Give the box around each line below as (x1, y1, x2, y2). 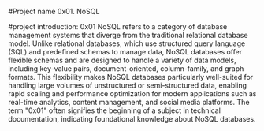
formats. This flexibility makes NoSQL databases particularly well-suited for (8, 73, 254, 81)
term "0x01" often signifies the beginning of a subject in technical (8, 106, 221, 115)
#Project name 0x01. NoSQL (8, 7, 100, 16)
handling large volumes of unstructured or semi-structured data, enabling (8, 80, 247, 90)
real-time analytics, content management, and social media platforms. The (8, 98, 250, 107)
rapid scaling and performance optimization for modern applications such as (8, 89, 257, 98)
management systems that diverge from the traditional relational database (8, 31, 248, 39)
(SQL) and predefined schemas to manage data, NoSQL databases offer (8, 47, 243, 56)
